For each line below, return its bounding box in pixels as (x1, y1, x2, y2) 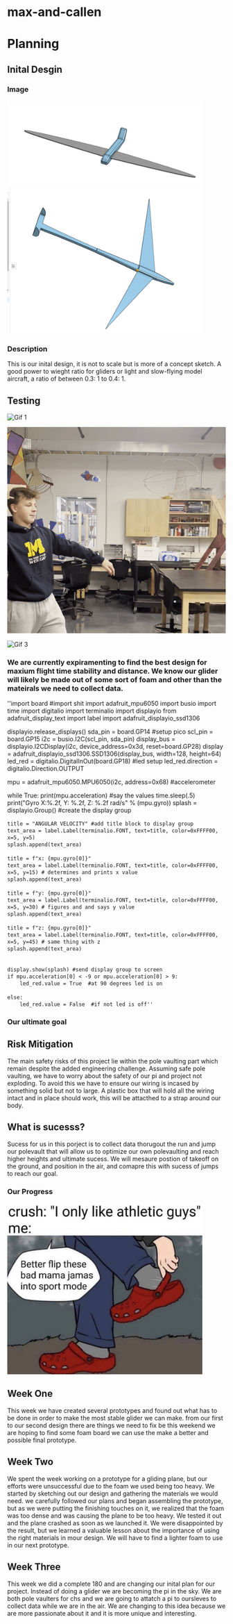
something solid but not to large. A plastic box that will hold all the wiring (7, 1086, 215, 1095)
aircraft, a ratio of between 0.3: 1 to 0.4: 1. (7, 374, 126, 383)
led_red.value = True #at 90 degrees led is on (19, 980, 163, 987)
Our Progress (7, 1186, 53, 1196)
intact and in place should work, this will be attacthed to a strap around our (7, 1093, 221, 1102)
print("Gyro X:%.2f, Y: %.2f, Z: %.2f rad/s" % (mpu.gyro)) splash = (7, 799, 198, 807)
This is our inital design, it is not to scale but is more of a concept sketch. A (7, 360, 222, 368)
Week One (7, 1388, 53, 1400)
